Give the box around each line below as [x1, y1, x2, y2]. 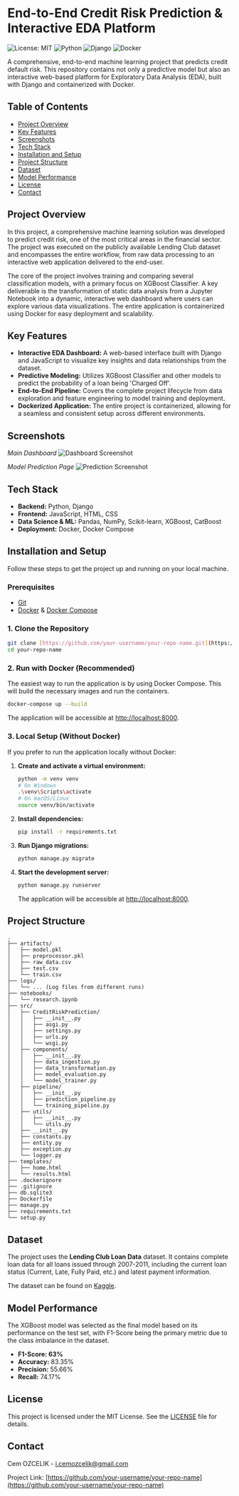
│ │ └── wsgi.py [7, 1040, 69, 1047]
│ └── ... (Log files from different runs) [7, 984, 144, 991]
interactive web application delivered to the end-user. [7, 258, 164, 266]
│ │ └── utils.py [7, 1121, 72, 1128]
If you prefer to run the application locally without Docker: [7, 748, 176, 756]
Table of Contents [7, 101, 89, 113]
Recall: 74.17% [17, 1373, 61, 1381]
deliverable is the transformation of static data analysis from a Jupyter [7, 286, 213, 295]
